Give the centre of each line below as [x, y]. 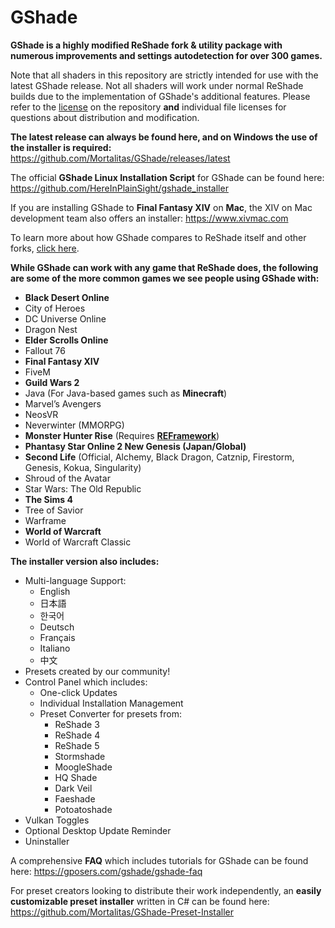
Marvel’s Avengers [63, 403]
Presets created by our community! [97, 671]
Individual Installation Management [111, 703]
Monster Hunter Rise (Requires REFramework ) [122, 435]
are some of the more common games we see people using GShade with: [165, 278]
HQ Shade [76, 777]
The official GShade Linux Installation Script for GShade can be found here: [167, 177]
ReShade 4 [77, 735]
